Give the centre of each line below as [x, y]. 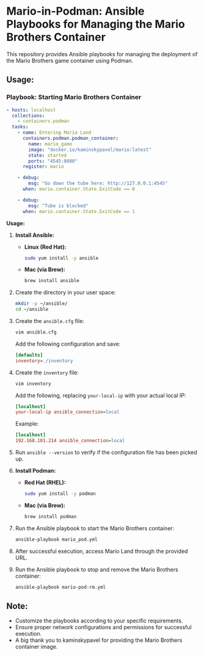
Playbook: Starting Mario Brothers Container [74, 97]
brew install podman [50, 516]
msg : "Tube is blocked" [58, 206]
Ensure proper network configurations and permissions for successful [103, 627]
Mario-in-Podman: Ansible [75, 11]
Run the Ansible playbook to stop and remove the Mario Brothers [97, 569]
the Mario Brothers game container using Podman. [70, 60]
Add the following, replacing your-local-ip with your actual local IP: [100, 395]
